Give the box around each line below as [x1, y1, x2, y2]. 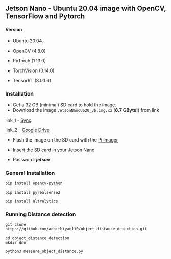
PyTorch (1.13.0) [12, 57, 46, 63]
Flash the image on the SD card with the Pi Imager [12, 136, 118, 143]
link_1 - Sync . [5, 117, 33, 123]
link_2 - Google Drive [5, 127, 50, 133]
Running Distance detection [5, 210, 76, 218]
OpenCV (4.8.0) [12, 48, 46, 54]
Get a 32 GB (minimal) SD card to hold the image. [12, 102, 116, 108]
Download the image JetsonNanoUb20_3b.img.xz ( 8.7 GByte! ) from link [12, 107, 159, 113]
